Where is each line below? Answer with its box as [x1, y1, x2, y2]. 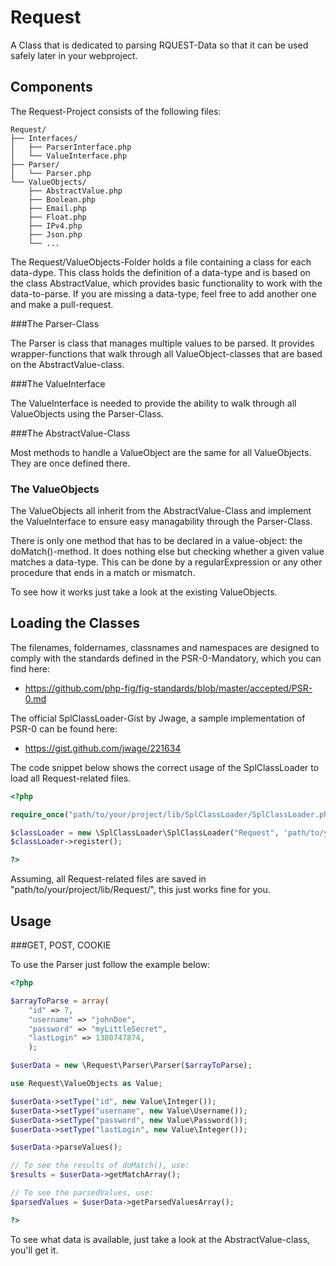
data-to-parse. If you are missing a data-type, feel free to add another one [10, 287, 317, 300]
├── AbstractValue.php [28, 186, 123, 196]
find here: [10, 662, 51, 675]
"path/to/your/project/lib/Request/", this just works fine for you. [10, 884, 271, 896]
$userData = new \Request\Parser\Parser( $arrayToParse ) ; [10, 1061, 253, 1071]
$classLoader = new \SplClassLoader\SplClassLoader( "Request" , [10, 827, 280, 838]
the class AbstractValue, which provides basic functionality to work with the [10, 277, 323, 289]
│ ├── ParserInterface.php [10, 142, 132, 152]
